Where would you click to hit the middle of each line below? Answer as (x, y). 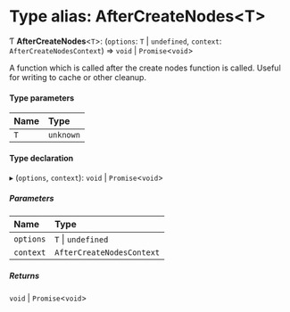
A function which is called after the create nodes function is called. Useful (145, 68)
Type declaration (41, 158)
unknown (64, 135)
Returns (25, 275)
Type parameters (42, 98)
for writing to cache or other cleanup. (78, 77)
